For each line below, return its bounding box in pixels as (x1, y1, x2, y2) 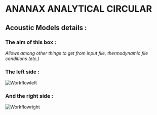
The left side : (5, 68, 40, 75)
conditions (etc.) (5, 55, 40, 62)
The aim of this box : (5, 39, 57, 46)
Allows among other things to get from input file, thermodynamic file (5, 50, 148, 56)
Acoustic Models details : (5, 23, 87, 32)
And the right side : (5, 93, 53, 100)
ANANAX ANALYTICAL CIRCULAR (5, 3, 152, 15)
